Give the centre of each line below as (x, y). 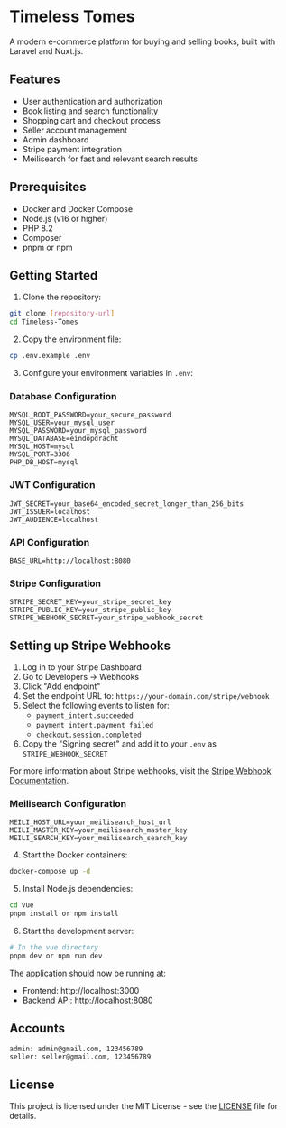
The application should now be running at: (88, 973)
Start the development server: (78, 931)
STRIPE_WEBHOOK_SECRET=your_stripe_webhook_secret (106, 618)
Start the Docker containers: (75, 855)
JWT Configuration (52, 485)
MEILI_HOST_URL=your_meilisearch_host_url (90, 822)
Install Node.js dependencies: (78, 889)
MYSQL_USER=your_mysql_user (62, 423)
